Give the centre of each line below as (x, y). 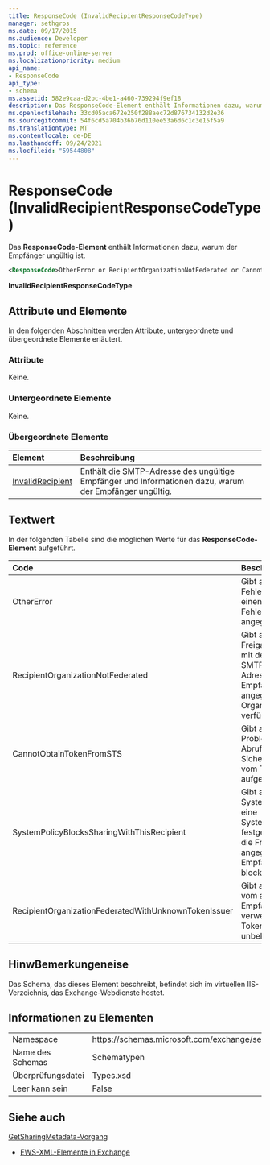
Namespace (35, 1039)
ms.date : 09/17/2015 (43, 31)
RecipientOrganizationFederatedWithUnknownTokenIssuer (123, 910)
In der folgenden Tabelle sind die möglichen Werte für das (104, 539)
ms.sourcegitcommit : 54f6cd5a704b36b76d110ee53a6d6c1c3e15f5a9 (117, 121)
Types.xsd (111, 1076)
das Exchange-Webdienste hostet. (108, 993)
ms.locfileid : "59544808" (51, 151)
